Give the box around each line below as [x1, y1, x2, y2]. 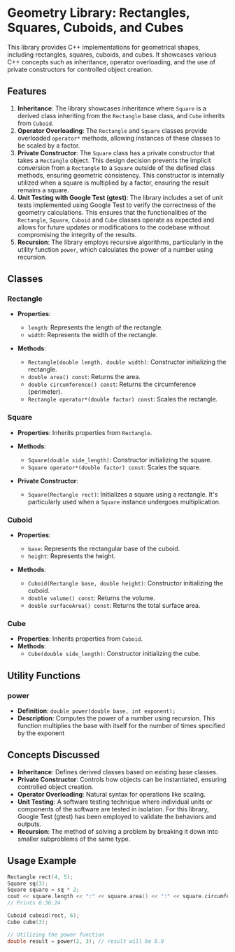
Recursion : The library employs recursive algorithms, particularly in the [17, 238, 224, 246]
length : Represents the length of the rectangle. [27, 323, 163, 332]
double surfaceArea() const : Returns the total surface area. [27, 602, 201, 610]
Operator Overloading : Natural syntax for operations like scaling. [17, 790, 206, 798]
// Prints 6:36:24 [7, 900, 61, 907]
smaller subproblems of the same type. [17, 834, 131, 843]
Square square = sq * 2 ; [7, 886, 80, 893]
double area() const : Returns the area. [27, 373, 141, 381]
